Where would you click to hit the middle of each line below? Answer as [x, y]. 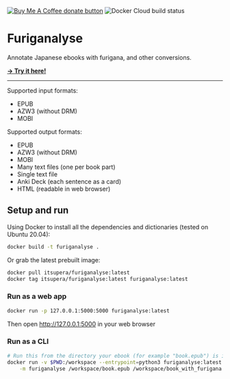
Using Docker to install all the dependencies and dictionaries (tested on [108, 227]
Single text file [37, 174]
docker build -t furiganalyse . [53, 246]
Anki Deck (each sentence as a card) [69, 181]
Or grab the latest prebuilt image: [54, 260]
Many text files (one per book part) [66, 167]
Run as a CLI [28, 341]
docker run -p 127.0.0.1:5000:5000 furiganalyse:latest [88, 311]
